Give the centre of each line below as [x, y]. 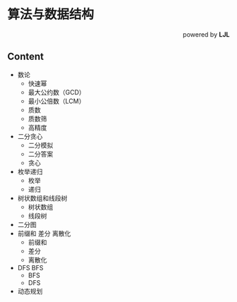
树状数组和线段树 [42, 198]
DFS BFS [30, 267]
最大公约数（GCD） [57, 92]
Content [26, 57]
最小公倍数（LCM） [56, 101]
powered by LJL [206, 34]
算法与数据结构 [51, 14]
